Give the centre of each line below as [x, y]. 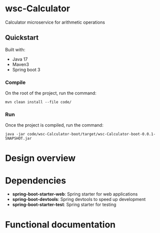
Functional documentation [60, 224]
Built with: [15, 49]
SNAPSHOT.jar [19, 138]
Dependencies [36, 181]
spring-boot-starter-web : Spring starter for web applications [75, 194]
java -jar [15, 134]
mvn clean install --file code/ [38, 102]
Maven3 [20, 64]
